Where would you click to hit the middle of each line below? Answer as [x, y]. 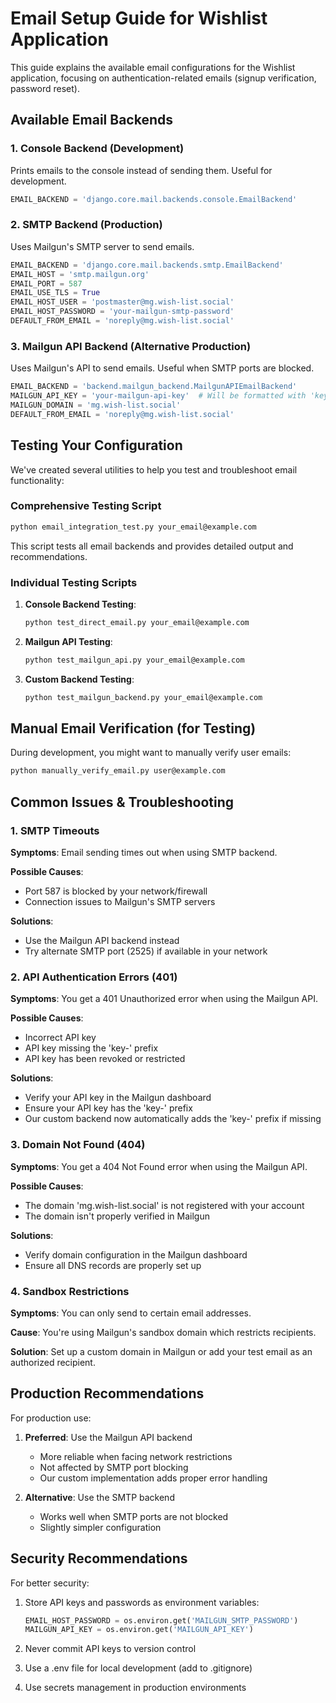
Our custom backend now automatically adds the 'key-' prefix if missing [173, 1119]
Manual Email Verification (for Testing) [133, 728]
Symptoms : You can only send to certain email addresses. [131, 1313]
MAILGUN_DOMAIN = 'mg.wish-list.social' [96, 405]
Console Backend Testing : [80, 604]
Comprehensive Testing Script [86, 506]
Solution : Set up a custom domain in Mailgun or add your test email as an [161, 1351]
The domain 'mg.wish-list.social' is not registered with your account [164, 1205]
